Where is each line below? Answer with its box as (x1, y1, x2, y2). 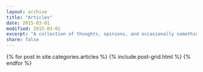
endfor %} (6, 59, 32, 67)
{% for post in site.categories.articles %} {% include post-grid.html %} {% (6, 53, 192, 60)
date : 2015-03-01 (6, 20, 50, 26)
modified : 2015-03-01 (6, 25, 61, 32)
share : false (6, 37, 39, 43)
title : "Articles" (6, 14, 53, 20)
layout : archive (6, 8, 47, 15)
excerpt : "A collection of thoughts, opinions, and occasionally (6, 31, 174, 37)
